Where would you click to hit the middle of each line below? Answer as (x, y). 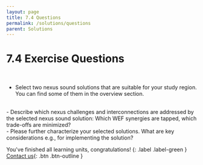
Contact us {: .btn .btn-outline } (45, 156)
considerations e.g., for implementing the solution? (70, 138)
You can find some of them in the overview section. (79, 94)
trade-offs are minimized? (39, 125)
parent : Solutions (29, 29)
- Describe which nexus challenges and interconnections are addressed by (100, 112)
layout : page (23, 12)
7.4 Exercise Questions (65, 59)
